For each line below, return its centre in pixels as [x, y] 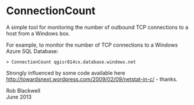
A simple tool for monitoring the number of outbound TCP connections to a [97, 27]
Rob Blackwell [23, 90]
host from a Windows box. [38, 33]
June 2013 [19, 97]
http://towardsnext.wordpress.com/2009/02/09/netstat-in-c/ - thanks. [92, 79]
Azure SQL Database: [32, 51]
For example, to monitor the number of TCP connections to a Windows [92, 45]
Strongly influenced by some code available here [66, 73]
